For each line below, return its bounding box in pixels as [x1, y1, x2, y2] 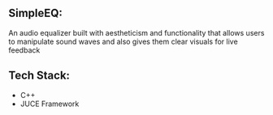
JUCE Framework [19, 99, 80, 109]
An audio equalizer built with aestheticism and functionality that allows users [8, 28, 265, 37]
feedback [8, 45, 41, 55]
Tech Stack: [8, 69, 71, 83]
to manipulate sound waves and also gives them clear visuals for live [8, 36, 238, 46]
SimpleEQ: [8, 6, 63, 20]
